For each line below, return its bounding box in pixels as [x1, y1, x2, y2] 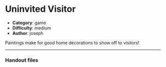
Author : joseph [12, 30, 43, 36]
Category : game [12, 20, 46, 26]
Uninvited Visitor [5, 3, 76, 15]
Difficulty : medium [12, 25, 51, 31]
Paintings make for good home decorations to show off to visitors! [5, 39, 140, 45]
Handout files [5, 57, 39, 64]
